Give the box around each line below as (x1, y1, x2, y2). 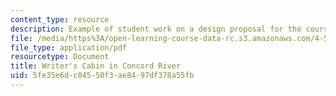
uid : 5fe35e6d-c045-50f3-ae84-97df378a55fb (10, 71, 195, 81)
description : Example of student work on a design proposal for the (10, 24, 302, 34)
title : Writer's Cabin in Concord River (10, 61, 182, 71)
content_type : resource (10, 14, 110, 25)
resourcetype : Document (10, 52, 110, 62)
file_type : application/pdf (10, 42, 128, 53)
